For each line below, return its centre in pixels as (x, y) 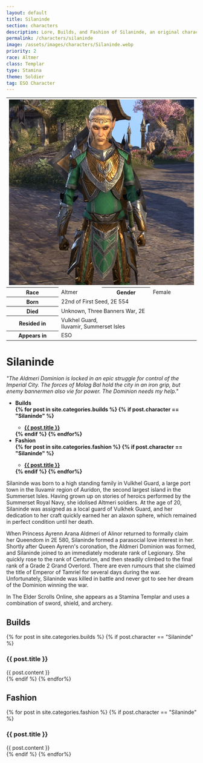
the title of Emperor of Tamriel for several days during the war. (84, 572)
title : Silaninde (28, 19)
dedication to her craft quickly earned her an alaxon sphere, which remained (101, 515)
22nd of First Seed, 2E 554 (95, 301)
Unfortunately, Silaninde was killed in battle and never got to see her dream (100, 579)
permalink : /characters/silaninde (50, 38)
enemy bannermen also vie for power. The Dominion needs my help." (92, 391)
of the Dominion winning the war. (47, 585)
